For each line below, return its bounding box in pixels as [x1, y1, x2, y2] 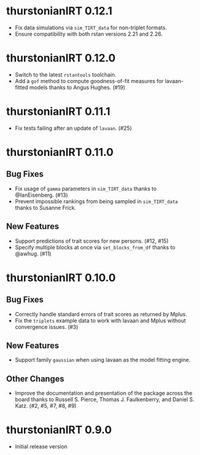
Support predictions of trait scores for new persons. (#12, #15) [14, 237, 169, 245]
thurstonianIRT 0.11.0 [6, 145, 114, 159]
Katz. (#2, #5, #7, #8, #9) [14, 402, 77, 410]
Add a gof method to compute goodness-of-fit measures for [14, 77, 164, 84]
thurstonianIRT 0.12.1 [6, 4, 113, 18]
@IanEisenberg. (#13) [14, 191, 68, 199]
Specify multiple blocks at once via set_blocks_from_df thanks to [14, 243, 175, 251]
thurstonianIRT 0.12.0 [6, 51, 116, 65]
